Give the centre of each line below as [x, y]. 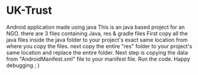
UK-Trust [29, 10]
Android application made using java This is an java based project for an [96, 27]
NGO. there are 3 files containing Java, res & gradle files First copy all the [97, 33]
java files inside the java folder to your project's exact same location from [97, 40]
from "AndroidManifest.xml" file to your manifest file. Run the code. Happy [98, 59]
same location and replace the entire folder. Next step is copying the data [97, 52]
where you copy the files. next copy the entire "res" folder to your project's [99, 46]
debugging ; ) [23, 65]
